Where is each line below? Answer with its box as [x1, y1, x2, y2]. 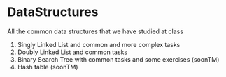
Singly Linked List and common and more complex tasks [17, 40, 181, 49]
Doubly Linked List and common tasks [17, 48, 128, 56]
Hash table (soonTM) [17, 62, 78, 71]
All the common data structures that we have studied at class [7, 27, 184, 35]
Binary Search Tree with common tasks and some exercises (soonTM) [17, 55, 220, 63]
